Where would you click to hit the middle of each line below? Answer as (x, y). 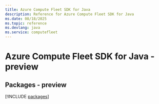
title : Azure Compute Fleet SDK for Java (48, 10)
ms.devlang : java (23, 28)
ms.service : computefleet (31, 32)
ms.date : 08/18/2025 (26, 19)
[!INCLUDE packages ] (27, 96)
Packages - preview (36, 85)
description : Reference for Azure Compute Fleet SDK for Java (70, 14)
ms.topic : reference (26, 23)
